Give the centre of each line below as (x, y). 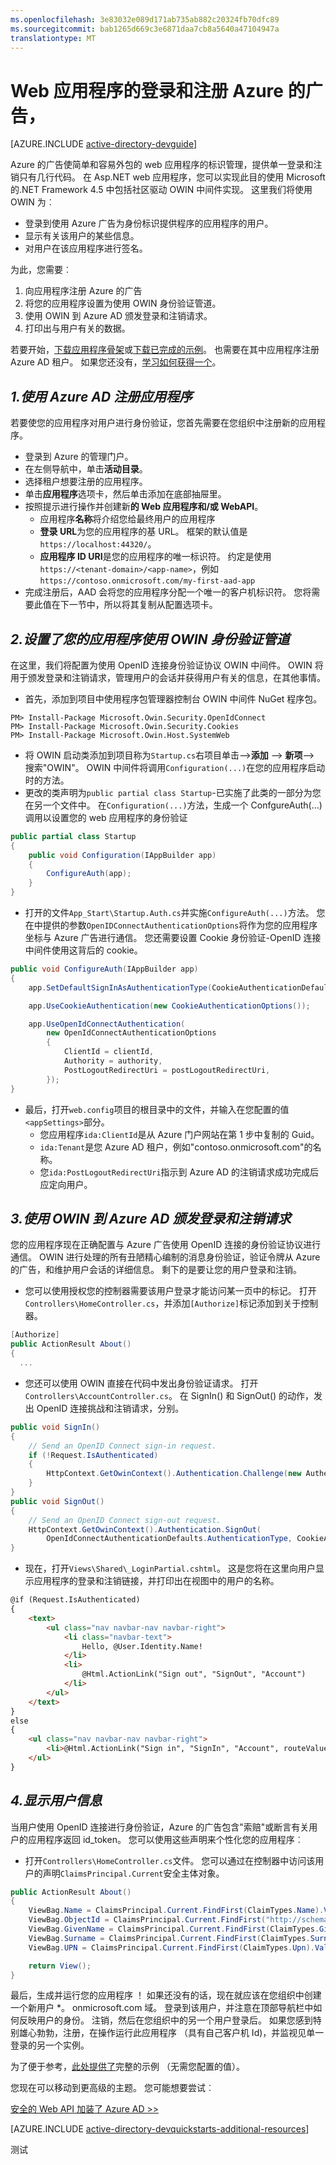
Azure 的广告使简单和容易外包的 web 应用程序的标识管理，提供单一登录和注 (166, 165)
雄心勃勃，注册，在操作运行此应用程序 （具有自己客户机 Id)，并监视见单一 (171, 2033)
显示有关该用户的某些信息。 (82, 236)
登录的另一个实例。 (50, 2045)
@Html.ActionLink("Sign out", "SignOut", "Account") (194, 1674)
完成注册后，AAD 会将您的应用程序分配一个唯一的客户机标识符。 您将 (168, 592)
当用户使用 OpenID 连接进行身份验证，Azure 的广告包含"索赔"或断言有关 (160, 1827)
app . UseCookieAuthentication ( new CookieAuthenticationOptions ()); (169, 1006)
